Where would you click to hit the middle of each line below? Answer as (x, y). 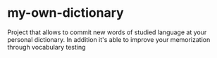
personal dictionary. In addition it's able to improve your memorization (109, 39)
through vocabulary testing (46, 47)
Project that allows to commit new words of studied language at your (107, 32)
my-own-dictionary (66, 13)
